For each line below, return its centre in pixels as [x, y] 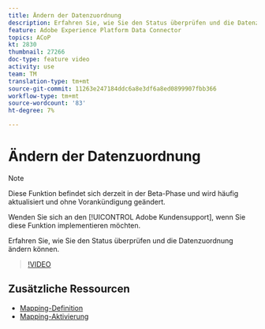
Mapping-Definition [51, 308]
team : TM [22, 74]
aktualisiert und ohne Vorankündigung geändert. [87, 201]
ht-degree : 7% [32, 111]
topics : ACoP [30, 37]
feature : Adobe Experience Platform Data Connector [95, 30]
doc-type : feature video [49, 60]
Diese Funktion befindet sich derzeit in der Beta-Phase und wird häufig [123, 193]
